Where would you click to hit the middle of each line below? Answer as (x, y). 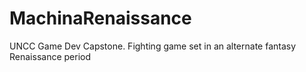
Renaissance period (50, 56)
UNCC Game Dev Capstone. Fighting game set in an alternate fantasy (153, 46)
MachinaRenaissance (100, 18)
